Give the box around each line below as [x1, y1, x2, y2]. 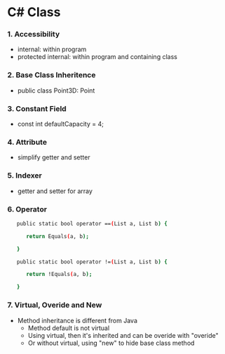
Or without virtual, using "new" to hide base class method [27, 339, 195, 347]
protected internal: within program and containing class [17, 53, 177, 61]
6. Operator [7, 204, 48, 214]
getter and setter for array [17, 187, 93, 195]
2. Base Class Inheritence [7, 70, 96, 80]
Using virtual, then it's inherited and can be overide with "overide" [27, 331, 219, 339]
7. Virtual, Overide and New [7, 300, 102, 310]
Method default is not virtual [27, 324, 110, 332]
